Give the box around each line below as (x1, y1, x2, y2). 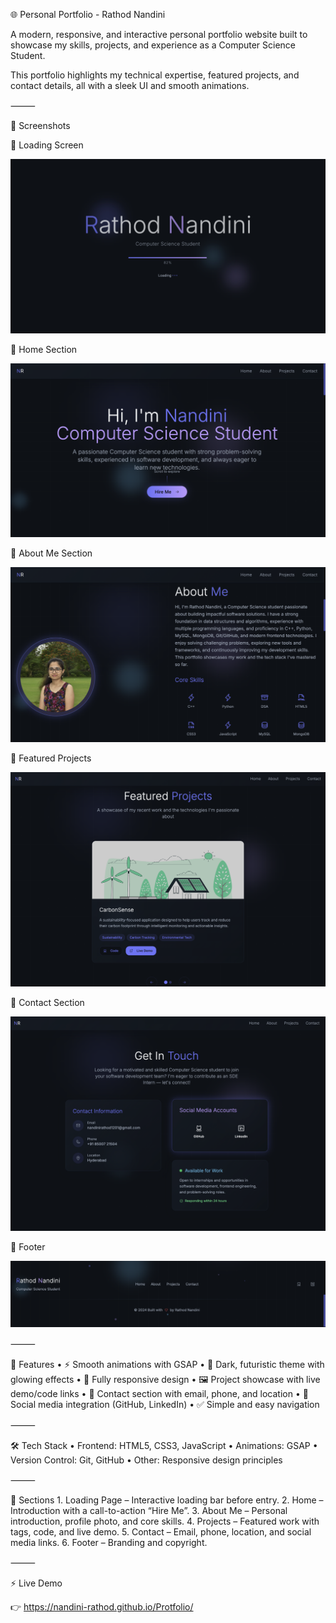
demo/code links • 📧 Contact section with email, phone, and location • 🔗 (10, 1387, 309, 1399)
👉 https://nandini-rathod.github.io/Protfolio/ (10, 1600, 194, 1613)
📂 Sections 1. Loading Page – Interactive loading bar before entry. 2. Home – (10, 1494, 324, 1506)
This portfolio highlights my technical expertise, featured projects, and (10, 69, 300, 81)
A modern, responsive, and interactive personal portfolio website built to (10, 29, 308, 40)
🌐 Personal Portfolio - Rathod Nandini (10, 9, 166, 20)
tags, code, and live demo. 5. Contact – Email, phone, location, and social (10, 1525, 312, 1538)
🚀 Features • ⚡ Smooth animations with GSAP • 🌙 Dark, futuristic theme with (10, 1358, 325, 1370)
